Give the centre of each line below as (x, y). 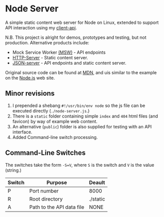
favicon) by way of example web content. (55, 121)
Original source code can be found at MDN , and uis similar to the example (81, 72)
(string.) (13, 170)
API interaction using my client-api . (41, 27)
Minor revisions (30, 93)
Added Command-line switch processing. (55, 137)
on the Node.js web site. (30, 78)
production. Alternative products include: (47, 42)
